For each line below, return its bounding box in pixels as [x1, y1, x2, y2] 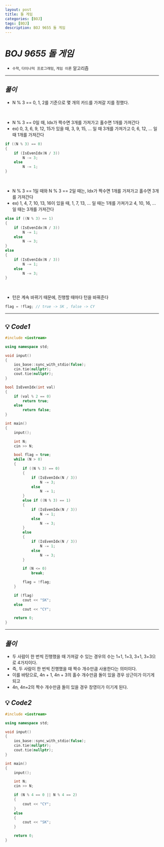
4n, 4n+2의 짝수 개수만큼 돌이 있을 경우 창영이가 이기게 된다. [12, 684, 128, 690]
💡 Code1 [5, 322, 31, 331]
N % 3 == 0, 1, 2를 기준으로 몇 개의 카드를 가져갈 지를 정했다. [12, 99, 129, 106]
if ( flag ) [14, 593, 34, 598]
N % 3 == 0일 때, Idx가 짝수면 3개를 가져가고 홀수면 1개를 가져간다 [12, 119, 140, 125]
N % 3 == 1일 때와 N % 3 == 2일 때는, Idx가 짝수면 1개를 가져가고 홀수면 [12, 188, 151, 194]
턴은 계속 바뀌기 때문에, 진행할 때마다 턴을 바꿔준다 [12, 294, 109, 300]
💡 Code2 [5, 699, 32, 707]
